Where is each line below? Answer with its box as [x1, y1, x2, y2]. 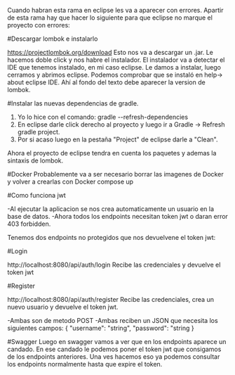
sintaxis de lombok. [7, 156, 64, 165]
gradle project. [17, 128, 60, 136]
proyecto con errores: [7, 21, 70, 29]
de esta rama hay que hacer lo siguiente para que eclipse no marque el [7, 13, 213, 22]
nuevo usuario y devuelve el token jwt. [7, 303, 119, 311]
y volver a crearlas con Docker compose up [7, 177, 134, 186]
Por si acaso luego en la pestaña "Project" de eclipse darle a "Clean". [17, 135, 218, 144]
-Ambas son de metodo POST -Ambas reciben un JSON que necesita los [7, 317, 219, 324]
